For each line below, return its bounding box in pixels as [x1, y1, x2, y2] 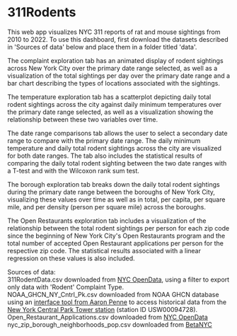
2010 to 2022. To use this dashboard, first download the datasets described [7, 35, 229, 43]
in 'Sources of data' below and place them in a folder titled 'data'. [7, 42, 197, 51]
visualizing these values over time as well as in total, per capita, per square [7, 195, 226, 204]
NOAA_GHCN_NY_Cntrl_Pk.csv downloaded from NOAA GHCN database [7, 290, 219, 299]
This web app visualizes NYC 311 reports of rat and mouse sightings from [7, 28, 221, 36]
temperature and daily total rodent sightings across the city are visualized [7, 144, 221, 152]
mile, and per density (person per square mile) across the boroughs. [7, 202, 207, 211]
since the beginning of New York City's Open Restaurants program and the [7, 231, 226, 240]
